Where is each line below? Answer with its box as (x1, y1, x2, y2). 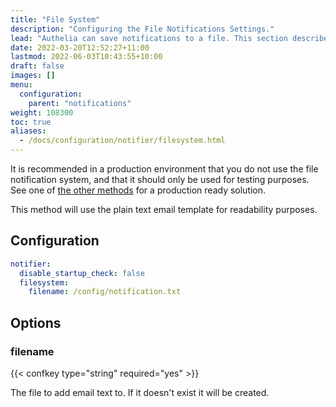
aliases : (10, 126, 47, 136)
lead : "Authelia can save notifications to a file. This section (10, 33, 288, 43)
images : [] (10, 71, 56, 81)
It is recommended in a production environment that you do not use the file (10, 163, 319, 175)
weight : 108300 (10, 107, 74, 118)
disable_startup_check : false (19, 268, 145, 278)
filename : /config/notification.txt (28, 287, 182, 297)
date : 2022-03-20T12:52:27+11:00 (10, 42, 150, 53)
